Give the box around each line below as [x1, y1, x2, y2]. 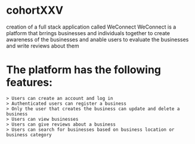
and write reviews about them [6, 42, 79, 49]
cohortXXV [6, 4, 64, 17]
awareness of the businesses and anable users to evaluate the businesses [6, 36, 189, 43]
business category [6, 132, 52, 137]
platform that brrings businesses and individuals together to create [6, 29, 170, 36]
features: [6, 76, 52, 89]
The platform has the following [6, 63, 162, 77]
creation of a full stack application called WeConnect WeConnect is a [6, 23, 177, 30]
